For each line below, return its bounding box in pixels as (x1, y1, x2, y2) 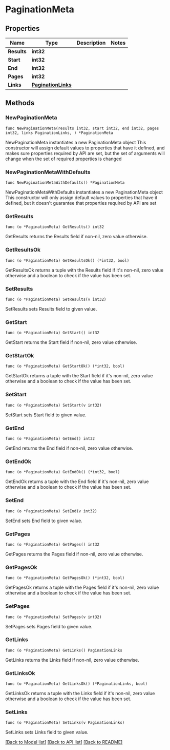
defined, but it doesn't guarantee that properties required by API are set (5, 200, 157, 206)
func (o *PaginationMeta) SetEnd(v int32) (5, 508, 97, 514)
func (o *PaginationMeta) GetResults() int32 (5, 224, 104, 229)
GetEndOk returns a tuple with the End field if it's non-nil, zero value (5, 478, 150, 485)
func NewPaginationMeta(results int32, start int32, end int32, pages (5, 126, 159, 131)
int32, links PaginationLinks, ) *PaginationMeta (5, 130, 114, 136)
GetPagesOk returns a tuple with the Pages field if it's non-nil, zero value (5, 584, 159, 591)
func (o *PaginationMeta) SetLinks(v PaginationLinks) (5, 720, 125, 725)
